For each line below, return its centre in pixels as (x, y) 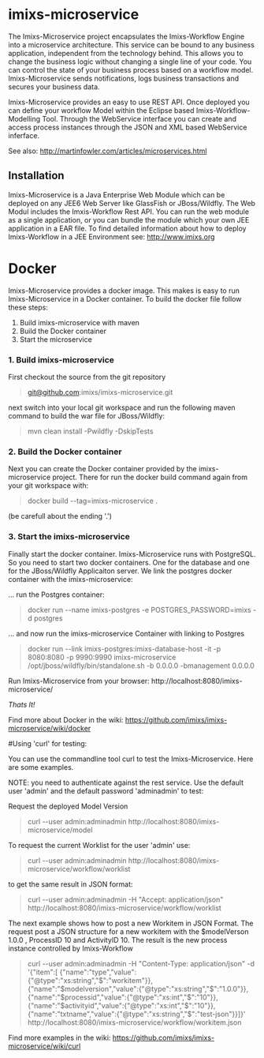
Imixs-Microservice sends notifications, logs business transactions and (124, 78)
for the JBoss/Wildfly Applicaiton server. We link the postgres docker (120, 571)
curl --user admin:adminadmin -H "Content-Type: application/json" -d (141, 963)
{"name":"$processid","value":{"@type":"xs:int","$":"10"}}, (123, 997)
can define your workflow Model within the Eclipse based (101, 110)
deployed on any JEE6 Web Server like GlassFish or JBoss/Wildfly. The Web (132, 203)
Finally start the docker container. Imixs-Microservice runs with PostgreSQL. (132, 553)
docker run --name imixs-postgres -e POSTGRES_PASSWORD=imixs (139, 610)
